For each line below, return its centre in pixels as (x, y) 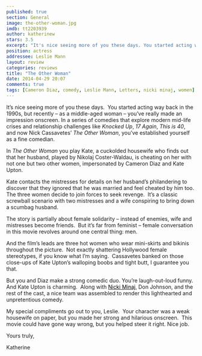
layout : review (25, 62)
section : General (28, 17)
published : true (26, 12)
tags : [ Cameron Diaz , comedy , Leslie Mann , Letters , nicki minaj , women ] (101, 90)
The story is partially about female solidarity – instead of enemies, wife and (99, 219)
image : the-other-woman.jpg (41, 23)
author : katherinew (31, 34)
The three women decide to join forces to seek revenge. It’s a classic (92, 194)
